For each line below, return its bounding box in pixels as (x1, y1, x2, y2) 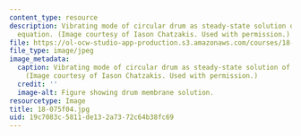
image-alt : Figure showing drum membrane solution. (17, 88, 215, 97)
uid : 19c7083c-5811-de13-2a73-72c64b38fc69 (9, 113, 175, 122)
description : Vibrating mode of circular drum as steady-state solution (9, 21, 287, 30)
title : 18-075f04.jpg (9, 105, 90, 114)
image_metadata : (9, 55, 70, 64)
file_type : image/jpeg (9, 47, 94, 55)
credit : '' (17, 80, 58, 89)
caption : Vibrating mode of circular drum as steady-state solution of (17, 64, 291, 72)
